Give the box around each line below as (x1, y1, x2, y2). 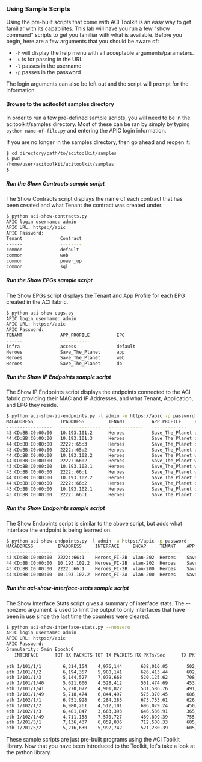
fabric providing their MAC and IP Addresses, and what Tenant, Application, (6, 395, 194, 402)
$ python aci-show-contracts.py (6, 213, 87, 219)
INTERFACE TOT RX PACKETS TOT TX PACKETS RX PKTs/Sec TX (14, 652, 187, 658)
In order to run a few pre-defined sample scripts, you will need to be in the (6, 114, 191, 121)
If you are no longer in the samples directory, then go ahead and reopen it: (6, 138, 191, 146)
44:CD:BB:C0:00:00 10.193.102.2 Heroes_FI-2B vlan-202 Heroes (6, 560, 176, 566)
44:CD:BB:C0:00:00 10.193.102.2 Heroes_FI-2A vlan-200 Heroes (6, 571, 176, 578)
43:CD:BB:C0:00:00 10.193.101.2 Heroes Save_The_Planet (6, 430, 192, 436)
